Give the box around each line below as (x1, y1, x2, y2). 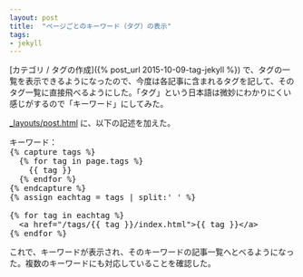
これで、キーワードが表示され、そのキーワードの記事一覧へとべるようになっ (9, 246, 295, 258)
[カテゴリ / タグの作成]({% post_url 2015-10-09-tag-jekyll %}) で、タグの (9, 64, 283, 75)
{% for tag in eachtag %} (9, 210, 125, 221)
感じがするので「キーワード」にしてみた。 (9, 99, 169, 110)
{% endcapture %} (9, 183, 86, 194)
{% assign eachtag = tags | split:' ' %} (9, 192, 197, 203)
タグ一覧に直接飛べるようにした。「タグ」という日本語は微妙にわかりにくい (9, 87, 292, 98)
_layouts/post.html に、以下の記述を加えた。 (9, 118, 176, 129)
